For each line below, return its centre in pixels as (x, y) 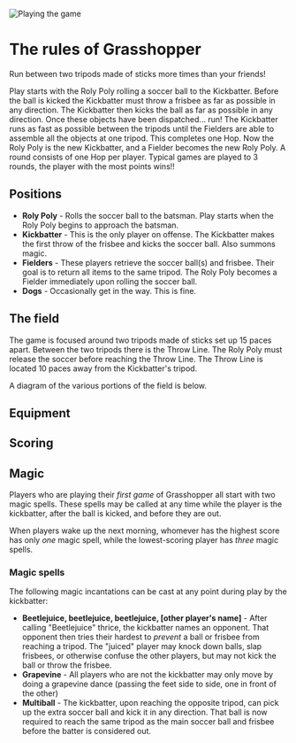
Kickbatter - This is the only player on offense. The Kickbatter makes (148, 234)
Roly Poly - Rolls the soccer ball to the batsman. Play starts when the (148, 215)
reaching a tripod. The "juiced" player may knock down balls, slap (142, 646)
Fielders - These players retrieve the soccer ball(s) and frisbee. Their (148, 262)
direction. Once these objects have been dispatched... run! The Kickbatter (144, 119)
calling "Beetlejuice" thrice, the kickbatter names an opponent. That (145, 628)
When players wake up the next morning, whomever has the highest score (144, 530)
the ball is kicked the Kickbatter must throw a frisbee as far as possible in (142, 100)
